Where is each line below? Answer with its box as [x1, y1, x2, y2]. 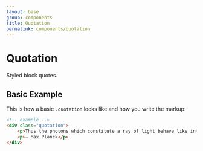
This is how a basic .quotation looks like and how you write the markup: [6, 105, 186, 112]
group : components [6, 14, 53, 21]
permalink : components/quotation [6, 25, 91, 32]
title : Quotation [6, 20, 50, 26]
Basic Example [6, 89, 63, 100]
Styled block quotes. [6, 72, 58, 79]
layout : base [6, 8, 39, 15]
